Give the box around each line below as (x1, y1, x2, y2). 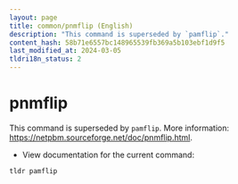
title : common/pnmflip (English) (9, 21, 134, 30)
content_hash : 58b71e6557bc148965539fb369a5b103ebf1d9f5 (9, 38, 226, 47)
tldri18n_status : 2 (9, 54, 82, 63)
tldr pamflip (9, 166, 58, 175)
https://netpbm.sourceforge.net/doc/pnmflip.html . (9, 131, 193, 143)
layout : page (9, 13, 58, 22)
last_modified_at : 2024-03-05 (9, 46, 122, 55)
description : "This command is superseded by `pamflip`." (9, 29, 229, 38)
